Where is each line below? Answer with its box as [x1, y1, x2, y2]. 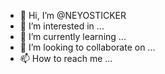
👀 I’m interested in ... [19, 20, 105, 32]
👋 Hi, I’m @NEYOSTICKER [19, 10, 127, 21]
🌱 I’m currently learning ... [19, 31, 127, 42]
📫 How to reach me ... [19, 53, 113, 64]
